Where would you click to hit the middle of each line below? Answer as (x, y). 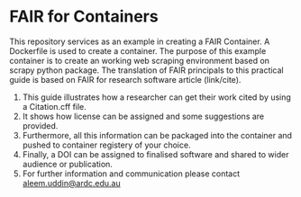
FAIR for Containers (84, 17)
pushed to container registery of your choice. (106, 145)
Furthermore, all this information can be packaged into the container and (157, 135)
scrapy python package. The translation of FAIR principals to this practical (146, 70)
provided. (40, 125)
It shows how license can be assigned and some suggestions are (143, 116)
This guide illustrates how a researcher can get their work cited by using (156, 97)
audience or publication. (67, 164)
